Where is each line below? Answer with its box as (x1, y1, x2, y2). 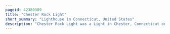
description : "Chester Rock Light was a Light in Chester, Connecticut (5, 21, 159, 26)
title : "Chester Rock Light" (5, 12, 67, 17)
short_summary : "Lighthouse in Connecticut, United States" (5, 16, 135, 21)
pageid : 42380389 (5, 7, 42, 12)
